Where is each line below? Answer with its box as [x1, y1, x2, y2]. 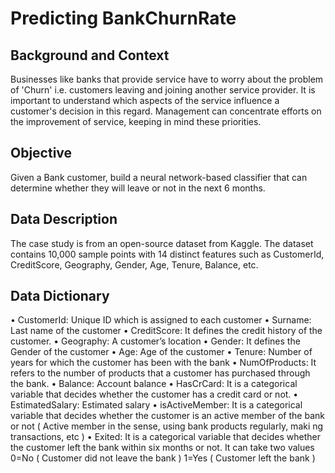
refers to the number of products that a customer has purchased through [10, 367, 311, 379]
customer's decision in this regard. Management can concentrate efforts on [10, 105, 322, 117]
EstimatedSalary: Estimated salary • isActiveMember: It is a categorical [10, 399, 303, 411]
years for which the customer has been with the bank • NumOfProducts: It [10, 357, 317, 369]
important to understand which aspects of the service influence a [10, 95, 280, 106]
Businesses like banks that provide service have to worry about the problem [10, 73, 324, 85]
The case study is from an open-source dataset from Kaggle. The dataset [10, 237, 314, 249]
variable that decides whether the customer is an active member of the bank [10, 410, 325, 422]
